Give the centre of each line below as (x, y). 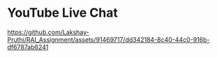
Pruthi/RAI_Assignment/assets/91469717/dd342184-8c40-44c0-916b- (108, 39)
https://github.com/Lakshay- (48, 32)
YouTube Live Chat (63, 13)
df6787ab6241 (28, 47)
